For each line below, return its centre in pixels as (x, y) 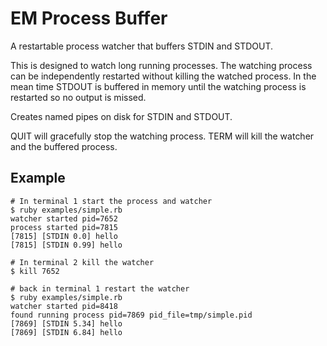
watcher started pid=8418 (64, 306)
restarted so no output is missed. (78, 97)
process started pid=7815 (64, 227)
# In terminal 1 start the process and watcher (111, 201)
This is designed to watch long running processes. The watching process (161, 65)
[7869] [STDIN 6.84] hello (66, 332)
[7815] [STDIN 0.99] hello (66, 245)
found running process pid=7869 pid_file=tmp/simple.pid (131, 315)
